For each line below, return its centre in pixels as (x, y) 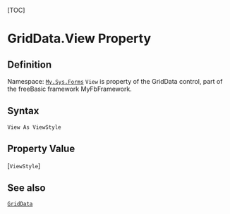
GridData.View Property (79, 39)
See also (26, 188)
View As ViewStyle (34, 127)
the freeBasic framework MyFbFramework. (69, 89)
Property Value (41, 149)
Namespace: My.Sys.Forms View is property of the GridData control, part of (115, 81)
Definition (29, 64)
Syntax (23, 111)
